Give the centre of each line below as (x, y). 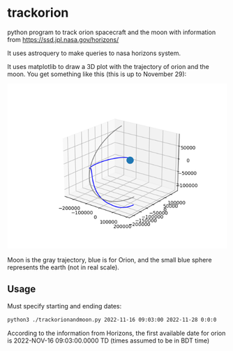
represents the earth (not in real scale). (63, 267)
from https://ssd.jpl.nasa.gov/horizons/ (63, 39)
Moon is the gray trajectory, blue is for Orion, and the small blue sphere (110, 260)
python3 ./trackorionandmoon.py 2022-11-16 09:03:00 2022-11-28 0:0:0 (112, 320)
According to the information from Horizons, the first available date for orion (116, 333)
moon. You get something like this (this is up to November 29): (97, 74)
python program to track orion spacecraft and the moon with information (112, 32)
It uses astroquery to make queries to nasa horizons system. (94, 53)
